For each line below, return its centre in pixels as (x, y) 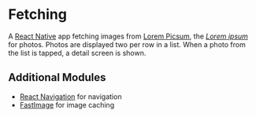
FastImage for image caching (67, 104)
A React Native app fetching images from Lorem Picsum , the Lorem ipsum (128, 36)
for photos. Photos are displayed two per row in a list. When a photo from (127, 44)
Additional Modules (57, 77)
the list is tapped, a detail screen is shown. (77, 53)
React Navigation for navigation (70, 97)
